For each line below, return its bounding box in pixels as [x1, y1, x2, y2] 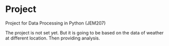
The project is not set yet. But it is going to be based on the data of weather [5, 29, 164, 35]
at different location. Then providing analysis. [5, 35, 100, 41]
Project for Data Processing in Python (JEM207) [5, 20, 106, 26]
